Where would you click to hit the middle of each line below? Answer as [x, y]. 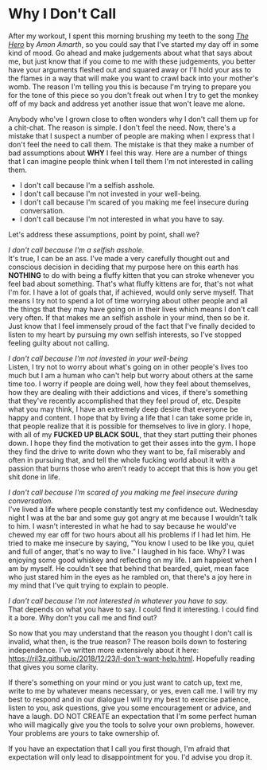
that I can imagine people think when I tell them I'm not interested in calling [131, 161]
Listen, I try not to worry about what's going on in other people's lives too [128, 366]
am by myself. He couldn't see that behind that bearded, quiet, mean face [129, 568]
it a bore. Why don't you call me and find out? [83, 617]
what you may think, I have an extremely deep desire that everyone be [123, 409]
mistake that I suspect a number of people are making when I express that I [132, 135]
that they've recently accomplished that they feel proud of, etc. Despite [124, 401]
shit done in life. [35, 477]
